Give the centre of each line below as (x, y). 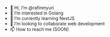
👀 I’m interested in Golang (37, 13)
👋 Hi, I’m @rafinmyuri (32, 8)
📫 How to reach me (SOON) (39, 29)
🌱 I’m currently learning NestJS (42, 18)
